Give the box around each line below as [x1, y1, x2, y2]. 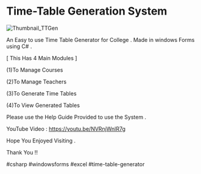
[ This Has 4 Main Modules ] [6, 54, 77, 61]
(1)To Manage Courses [6, 66, 63, 74]
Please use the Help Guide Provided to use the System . [6, 113, 147, 120]
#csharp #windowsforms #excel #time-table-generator [6, 160, 145, 168]
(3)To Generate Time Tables [6, 89, 77, 97]
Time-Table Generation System [6, 4, 167, 18]
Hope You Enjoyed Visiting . [6, 137, 76, 144]
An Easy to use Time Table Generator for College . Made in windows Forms [6, 36, 195, 43]
